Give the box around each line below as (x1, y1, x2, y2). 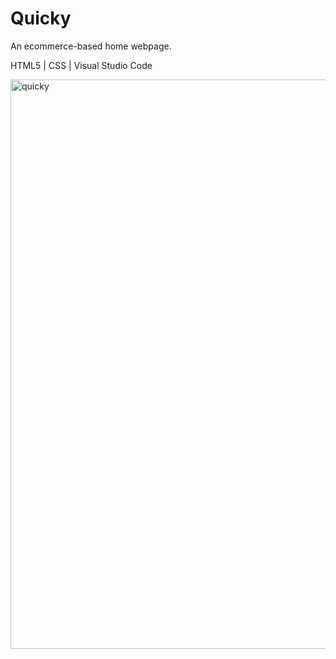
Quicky (10, 7, 72, 30)
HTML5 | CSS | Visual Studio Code (10, 59, 153, 71)
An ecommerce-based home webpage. (10, 40, 172, 52)
